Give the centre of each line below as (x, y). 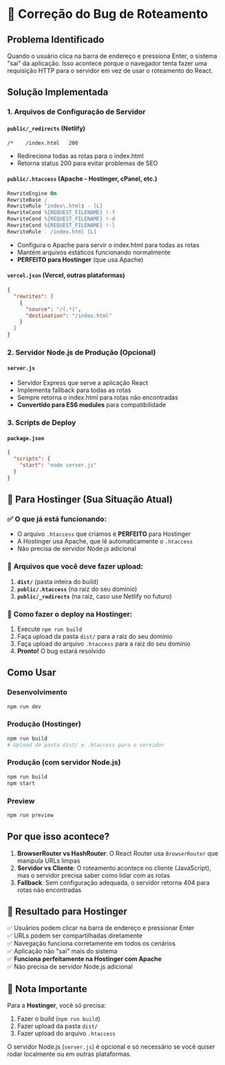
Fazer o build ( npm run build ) (59, 1019)
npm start (21, 783)
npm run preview (30, 815)
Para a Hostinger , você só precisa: (57, 1006)
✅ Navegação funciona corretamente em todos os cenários (92, 944)
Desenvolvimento (37, 692)
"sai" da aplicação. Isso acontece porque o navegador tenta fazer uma (107, 63)
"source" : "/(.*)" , (53, 309)
